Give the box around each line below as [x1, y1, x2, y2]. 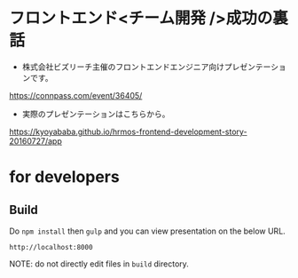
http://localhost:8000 [9, 242, 93, 251]
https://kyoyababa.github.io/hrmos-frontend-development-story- [9, 126, 247, 137]
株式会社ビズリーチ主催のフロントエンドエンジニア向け [21, 61, 224, 72]
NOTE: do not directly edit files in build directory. [9, 258, 189, 269]
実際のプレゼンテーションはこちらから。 [21, 108, 170, 119]
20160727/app [9, 135, 62, 147]
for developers [9, 167, 120, 187]
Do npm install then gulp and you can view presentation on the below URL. [9, 226, 286, 236]
